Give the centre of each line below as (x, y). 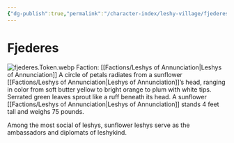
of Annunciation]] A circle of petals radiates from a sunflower (95, 74)
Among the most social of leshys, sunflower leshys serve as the (99, 125)
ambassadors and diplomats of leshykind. (67, 132)
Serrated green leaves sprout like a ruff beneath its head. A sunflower (107, 96)
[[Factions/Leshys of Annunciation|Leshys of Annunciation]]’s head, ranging (116, 82)
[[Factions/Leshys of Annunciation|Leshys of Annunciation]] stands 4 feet (113, 104)
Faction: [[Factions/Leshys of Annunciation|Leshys (149, 67)
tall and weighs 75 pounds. (46, 111)
